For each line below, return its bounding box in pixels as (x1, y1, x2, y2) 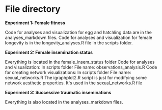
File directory (5, 3, 60, 15)
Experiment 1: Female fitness (5, 20, 65, 26)
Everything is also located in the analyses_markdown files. (5, 99, 123, 105)
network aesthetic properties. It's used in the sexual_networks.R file (5, 80, 142, 86)
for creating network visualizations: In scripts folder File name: (5, 69, 132, 75)
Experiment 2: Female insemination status (5, 49, 93, 55)
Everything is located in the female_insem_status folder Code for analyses (5, 59, 155, 65)
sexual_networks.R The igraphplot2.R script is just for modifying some (5, 74, 147, 80)
